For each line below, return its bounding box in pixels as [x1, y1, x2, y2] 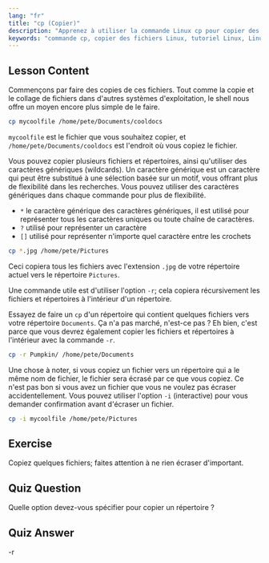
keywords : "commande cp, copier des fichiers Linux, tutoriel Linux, [8, 34, 246, 43]
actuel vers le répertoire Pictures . [8, 269, 120, 279]
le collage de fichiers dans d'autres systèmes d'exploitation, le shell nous [8, 94, 250, 103]
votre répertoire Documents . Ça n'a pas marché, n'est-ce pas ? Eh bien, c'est [8, 318, 258, 327]
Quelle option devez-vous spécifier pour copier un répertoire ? [8, 503, 215, 512]
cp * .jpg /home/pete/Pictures [8, 246, 110, 255]
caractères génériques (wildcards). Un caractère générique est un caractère [8, 164, 260, 174]
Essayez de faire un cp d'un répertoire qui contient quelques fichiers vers [8, 310, 250, 319]
